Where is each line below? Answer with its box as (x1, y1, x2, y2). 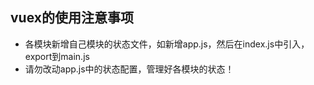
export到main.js (24, 50, 90, 62)
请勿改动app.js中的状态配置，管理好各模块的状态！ (24, 63, 235, 75)
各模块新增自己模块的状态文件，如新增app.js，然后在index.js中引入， (24, 38, 310, 50)
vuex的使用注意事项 (10, 9, 134, 27)
